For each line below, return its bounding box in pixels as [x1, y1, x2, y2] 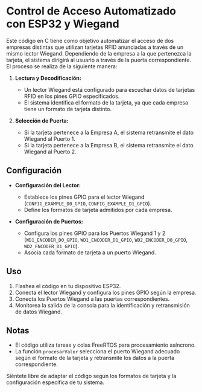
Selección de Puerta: [14, 117, 69, 124]
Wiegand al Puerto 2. [24, 148, 77, 155]
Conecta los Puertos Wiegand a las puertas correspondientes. [14, 295, 170, 303]
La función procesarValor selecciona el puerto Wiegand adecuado [14, 348, 180, 355]
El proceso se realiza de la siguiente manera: [6, 62, 118, 70]
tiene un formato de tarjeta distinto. [24, 105, 112, 112]
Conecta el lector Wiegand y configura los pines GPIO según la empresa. [14, 289, 197, 296]
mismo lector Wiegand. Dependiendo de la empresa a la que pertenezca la [6, 50, 192, 57]
